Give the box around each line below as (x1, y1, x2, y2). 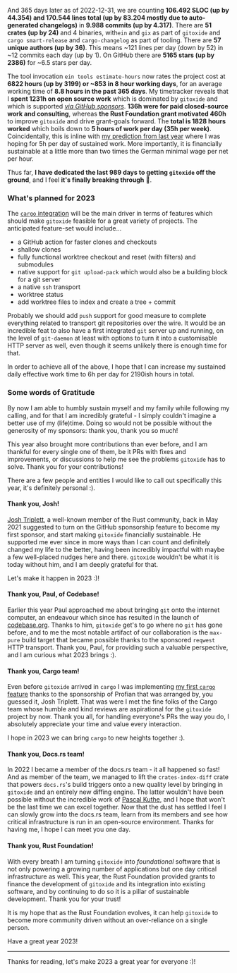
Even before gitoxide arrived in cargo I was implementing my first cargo (7, 683, 216, 691)
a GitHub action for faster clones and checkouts (17, 238, 157, 246)
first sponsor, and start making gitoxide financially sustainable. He (7, 530, 201, 539)
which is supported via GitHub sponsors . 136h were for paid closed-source (7, 102, 229, 110)
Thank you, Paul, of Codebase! (7, 590, 100, 599)
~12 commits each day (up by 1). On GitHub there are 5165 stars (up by (7, 51, 215, 59)
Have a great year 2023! (7, 937, 78, 946)
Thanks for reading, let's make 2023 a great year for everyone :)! (7, 957, 196, 965)
